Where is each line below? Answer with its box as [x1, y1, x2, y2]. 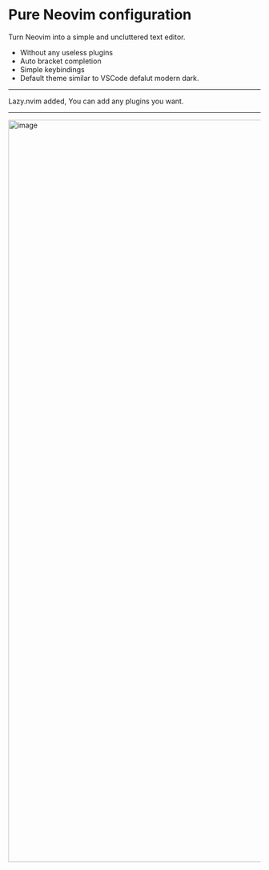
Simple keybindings [19, 64, 86, 74]
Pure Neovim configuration [8, 6, 192, 24]
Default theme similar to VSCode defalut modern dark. [19, 73, 199, 83]
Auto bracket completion [19, 56, 102, 66]
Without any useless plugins [19, 47, 114, 57]
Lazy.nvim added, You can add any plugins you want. [8, 96, 184, 106]
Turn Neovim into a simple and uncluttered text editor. [8, 32, 186, 42]
